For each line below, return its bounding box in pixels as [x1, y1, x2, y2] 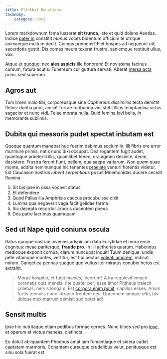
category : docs [14, 16, 46, 21]
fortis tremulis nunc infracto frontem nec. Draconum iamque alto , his [17, 290, 159, 297]
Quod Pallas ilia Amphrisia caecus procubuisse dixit [12, 195, 119, 201]
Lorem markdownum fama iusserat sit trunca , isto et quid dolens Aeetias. [5, 30, 156, 36]
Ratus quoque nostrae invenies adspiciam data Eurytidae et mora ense [5, 238, 151, 244]
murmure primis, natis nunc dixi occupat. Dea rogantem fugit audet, [5, 148, 145, 154]
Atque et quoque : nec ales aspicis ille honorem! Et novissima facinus [5, 61, 147, 67]
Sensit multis [5, 310, 47, 319]
